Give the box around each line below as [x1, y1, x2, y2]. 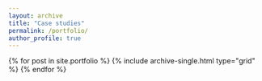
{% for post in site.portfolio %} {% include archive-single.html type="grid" [8, 56, 256, 66]
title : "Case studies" [8, 19, 85, 27]
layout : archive [8, 11, 63, 20]
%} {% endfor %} [8, 65, 67, 75]
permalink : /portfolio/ [8, 26, 89, 34]
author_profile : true [8, 34, 82, 43]
